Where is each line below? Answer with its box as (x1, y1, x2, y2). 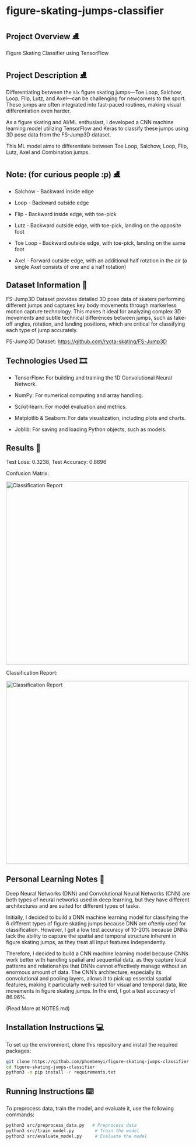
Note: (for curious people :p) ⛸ (6, 170, 121, 180)
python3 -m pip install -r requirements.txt (6, 1069, 116, 1075)
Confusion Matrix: (6, 470, 50, 477)
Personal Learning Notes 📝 (6, 874, 105, 884)
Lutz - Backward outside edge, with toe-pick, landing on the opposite (14, 221, 182, 229)
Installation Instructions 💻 (6, 1023, 104, 1033)
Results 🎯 (6, 443, 41, 453)
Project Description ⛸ (6, 70, 87, 80)
